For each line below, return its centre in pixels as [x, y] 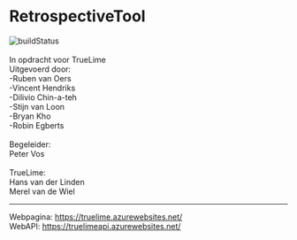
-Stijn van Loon [37, 106]
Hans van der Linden [47, 182]
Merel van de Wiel [42, 191]
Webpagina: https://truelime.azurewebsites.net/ [96, 217]
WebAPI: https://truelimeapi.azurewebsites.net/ [95, 226]
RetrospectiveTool [77, 16]
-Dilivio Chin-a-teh [43, 97]
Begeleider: [30, 144]
